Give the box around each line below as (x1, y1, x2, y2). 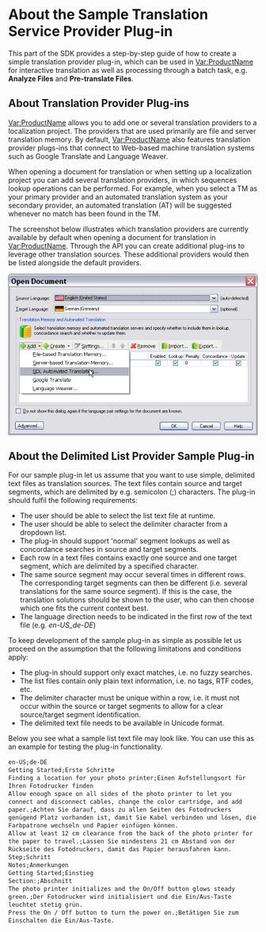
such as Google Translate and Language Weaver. (8, 151, 169, 161)
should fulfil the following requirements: (8, 496, 138, 505)
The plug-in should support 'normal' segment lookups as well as (19, 536, 230, 546)
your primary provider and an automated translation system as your (8, 192, 228, 201)
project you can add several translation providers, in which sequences (8, 175, 237, 184)
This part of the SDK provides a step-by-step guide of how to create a (8, 48, 237, 58)
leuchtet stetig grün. (8, 901, 83, 909)
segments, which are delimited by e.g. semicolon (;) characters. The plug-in (8, 487, 256, 496)
